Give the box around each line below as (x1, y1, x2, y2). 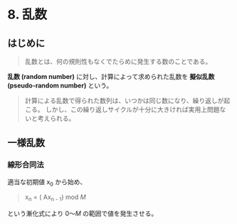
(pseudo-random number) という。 (7, 81, 113, 90)
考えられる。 (37, 114, 75, 122)
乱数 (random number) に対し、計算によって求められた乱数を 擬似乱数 (7, 73, 215, 80)
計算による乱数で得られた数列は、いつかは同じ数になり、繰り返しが (24, 97, 224, 105)
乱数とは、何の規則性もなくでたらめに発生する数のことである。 (24, 58, 212, 65)
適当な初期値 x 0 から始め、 (7, 177, 87, 188)
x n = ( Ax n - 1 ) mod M (24, 193, 87, 203)
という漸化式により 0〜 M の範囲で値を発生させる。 (7, 209, 158, 218)
